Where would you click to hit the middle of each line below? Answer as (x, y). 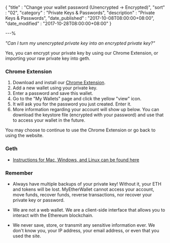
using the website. (25, 135)
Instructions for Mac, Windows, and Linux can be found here (76, 160)
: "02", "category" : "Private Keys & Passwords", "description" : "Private (80, 13)
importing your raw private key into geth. (48, 58)
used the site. (27, 236)
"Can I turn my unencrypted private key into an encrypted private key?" (80, 43)
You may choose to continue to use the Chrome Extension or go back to (80, 130)
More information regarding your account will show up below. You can (86, 110)
